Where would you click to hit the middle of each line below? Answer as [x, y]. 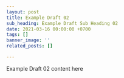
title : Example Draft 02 [38, 18]
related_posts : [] [29, 46]
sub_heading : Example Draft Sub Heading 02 [62, 23]
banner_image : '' [28, 40]
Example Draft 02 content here [45, 68]
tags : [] [17, 35]
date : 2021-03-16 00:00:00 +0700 [49, 29]
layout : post [23, 12]
